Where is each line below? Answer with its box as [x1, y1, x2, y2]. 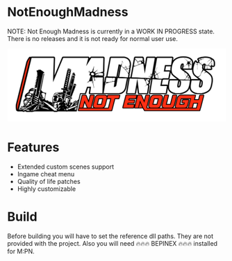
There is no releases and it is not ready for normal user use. [7, 34, 179, 42]
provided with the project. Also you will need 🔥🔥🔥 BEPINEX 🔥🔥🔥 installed [7, 239, 217, 247]
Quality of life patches [17, 177, 81, 185]
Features [7, 140, 60, 155]
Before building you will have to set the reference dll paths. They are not [7, 232, 214, 240]
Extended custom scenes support [17, 162, 115, 171]
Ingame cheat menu [17, 169, 75, 178]
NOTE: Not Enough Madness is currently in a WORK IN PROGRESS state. [7, 27, 215, 35]
